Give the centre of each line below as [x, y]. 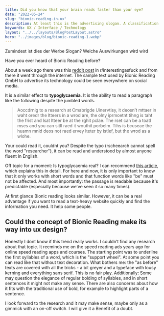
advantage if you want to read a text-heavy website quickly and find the [78, 201]
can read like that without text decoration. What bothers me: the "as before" [82, 262]
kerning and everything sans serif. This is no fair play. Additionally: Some [78, 273]
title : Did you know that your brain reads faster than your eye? [74, 10]
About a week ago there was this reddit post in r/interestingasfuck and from [81, 70]
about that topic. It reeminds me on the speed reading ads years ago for [78, 247]
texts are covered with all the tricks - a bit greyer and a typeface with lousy [81, 267]
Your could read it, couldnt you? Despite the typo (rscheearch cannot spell [80, 145]
